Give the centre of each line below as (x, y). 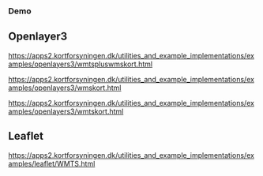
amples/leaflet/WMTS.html (52, 163)
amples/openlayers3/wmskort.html (65, 88)
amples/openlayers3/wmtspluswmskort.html (80, 64)
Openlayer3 (38, 37)
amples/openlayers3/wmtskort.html (66, 111)
